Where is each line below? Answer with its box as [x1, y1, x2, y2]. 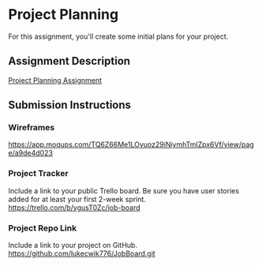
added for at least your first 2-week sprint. [8, 194, 146, 204]
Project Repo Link [8, 223, 77, 234]
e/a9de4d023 [8, 148, 54, 158]
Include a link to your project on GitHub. [8, 241, 138, 250]
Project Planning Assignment [8, 75, 103, 84]
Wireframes [8, 122, 55, 133]
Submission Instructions [8, 99, 132, 112]
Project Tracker [8, 168, 69, 179]
